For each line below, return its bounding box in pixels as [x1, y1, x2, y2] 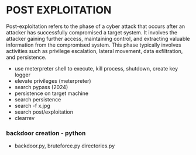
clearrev [14, 114, 35, 121]
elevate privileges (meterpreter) [14, 77, 92, 84]
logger [14, 71, 31, 78]
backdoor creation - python [6, 129, 86, 137]
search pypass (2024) [14, 83, 68, 90]
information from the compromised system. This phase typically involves [6, 41, 181, 48]
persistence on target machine [14, 90, 89, 97]
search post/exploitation [14, 108, 73, 115]
